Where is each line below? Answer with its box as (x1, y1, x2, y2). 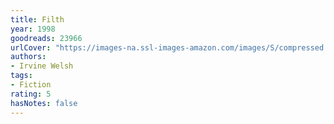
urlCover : (10, 42, 52, 53)
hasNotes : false (10, 98, 78, 108)
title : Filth (10, 14, 65, 25)
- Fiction (10, 80, 52, 90)
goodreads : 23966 (10, 33, 83, 43)
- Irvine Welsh (10, 61, 74, 71)
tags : (10, 71, 33, 81)
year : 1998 (10, 24, 56, 34)
